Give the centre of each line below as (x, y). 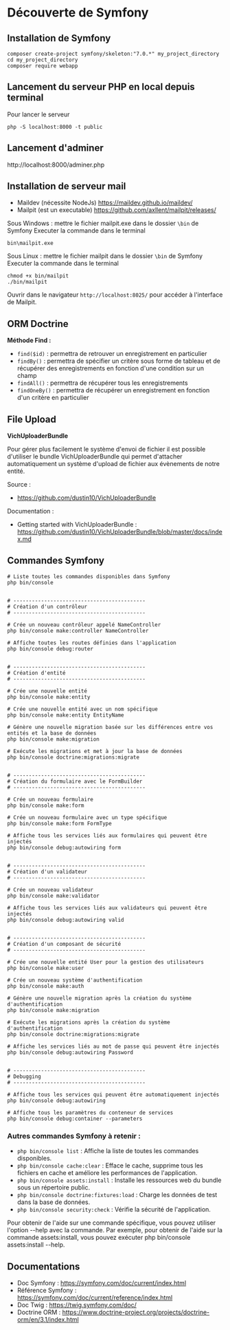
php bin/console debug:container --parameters (75, 1119)
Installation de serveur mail (67, 186)
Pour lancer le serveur (38, 114)
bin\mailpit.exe (30, 243)
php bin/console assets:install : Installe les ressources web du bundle (119, 1180)
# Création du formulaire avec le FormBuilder (75, 781)
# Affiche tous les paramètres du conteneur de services (90, 1112)
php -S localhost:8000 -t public (55, 127)
